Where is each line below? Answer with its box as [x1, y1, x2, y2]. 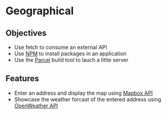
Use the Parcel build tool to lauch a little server [14, 57, 129, 63]
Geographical [5, 4, 74, 18]
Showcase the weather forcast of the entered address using [14, 95, 162, 102]
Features [5, 73, 39, 84]
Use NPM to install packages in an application [14, 50, 127, 57]
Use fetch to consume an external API [14, 43, 108, 51]
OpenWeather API [14, 102, 58, 109]
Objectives [5, 28, 47, 38]
